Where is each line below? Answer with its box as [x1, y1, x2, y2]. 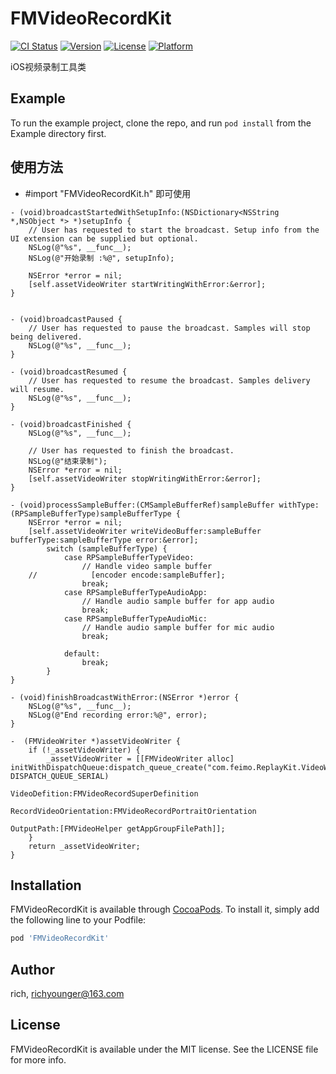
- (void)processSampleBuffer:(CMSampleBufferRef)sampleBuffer [10, 500, 275, 510]
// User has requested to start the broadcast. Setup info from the [28, 225, 320, 235]
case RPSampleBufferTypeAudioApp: [63, 587, 208, 597]
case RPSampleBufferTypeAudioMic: [63, 613, 208, 624]
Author [10, 961, 55, 978]
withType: [278, 500, 320, 510]
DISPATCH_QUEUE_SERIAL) [10, 771, 110, 781]
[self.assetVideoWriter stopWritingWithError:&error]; [28, 473, 262, 484]
